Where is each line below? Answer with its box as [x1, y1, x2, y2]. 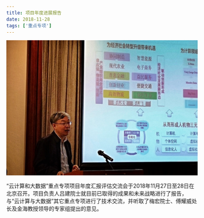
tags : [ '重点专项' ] [6, 22, 52, 29]
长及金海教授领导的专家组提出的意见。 [6, 205, 102, 213]
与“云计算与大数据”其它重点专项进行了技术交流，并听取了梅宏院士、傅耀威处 [6, 197, 197, 205]
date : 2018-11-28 [6, 16, 50, 22]
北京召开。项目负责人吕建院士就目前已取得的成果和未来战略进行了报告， [6, 190, 187, 197]
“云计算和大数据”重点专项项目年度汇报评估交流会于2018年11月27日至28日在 [6, 182, 195, 189]
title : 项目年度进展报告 [6, 10, 62, 16]
